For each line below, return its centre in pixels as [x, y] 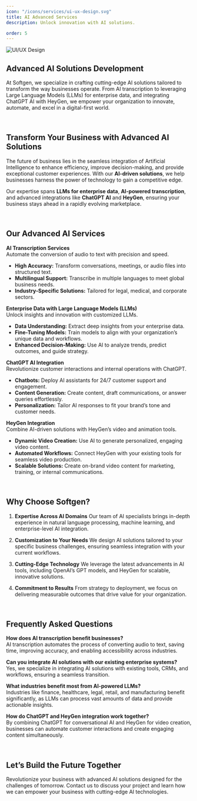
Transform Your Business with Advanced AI [88, 138]
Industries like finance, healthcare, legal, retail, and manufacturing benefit [96, 693]
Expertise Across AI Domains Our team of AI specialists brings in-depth [102, 516]
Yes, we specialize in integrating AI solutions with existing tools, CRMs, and [97, 668]
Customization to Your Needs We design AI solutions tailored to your [99, 540]
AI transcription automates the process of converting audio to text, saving [95, 645]
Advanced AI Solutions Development [75, 68]
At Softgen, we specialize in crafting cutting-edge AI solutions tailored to [94, 83]
